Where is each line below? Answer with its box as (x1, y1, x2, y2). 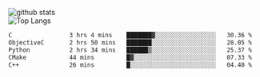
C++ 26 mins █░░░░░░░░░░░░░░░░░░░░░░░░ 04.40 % (8, 60, 252, 69)
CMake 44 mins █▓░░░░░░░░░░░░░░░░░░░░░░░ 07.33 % (8, 53, 252, 61)
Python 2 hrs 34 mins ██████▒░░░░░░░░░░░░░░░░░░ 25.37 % (8, 46, 252, 54)
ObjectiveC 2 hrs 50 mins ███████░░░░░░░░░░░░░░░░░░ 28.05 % (8, 38, 252, 47)
